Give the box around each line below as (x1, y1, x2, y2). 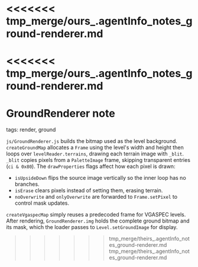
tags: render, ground (6, 126, 56, 133)
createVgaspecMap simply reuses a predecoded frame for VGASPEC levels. (6, 211, 186, 218)
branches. (14, 180, 40, 188)
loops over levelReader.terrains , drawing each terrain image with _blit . (6, 150, 184, 157)
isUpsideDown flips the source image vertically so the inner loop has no (14, 174, 186, 182)
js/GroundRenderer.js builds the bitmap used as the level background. (6, 138, 177, 145)
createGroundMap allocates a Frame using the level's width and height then (6, 144, 184, 151)
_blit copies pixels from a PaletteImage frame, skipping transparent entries (6, 157, 191, 164)
